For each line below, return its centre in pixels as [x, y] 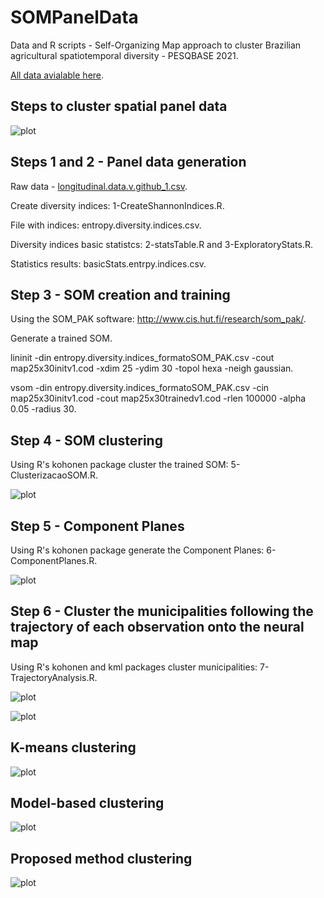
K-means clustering [73, 747]
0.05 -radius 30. [43, 409]
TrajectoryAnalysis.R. [54, 677]
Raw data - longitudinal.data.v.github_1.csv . [99, 186]
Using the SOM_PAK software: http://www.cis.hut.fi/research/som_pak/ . [158, 319]
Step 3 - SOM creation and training [120, 294]
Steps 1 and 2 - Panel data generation [128, 162]
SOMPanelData [74, 17]
